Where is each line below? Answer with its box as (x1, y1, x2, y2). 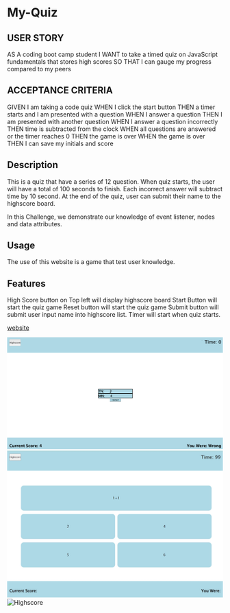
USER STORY (7, 32, 64, 44)
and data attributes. (7, 219, 63, 228)
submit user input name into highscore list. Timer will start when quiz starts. (7, 311, 221, 319)
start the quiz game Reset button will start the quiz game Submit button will (7, 303, 219, 311)
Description (7, 159, 58, 171)
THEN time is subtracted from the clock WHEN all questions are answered (7, 125, 216, 133)
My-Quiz (7, 5, 58, 21)
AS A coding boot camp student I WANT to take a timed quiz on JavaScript (7, 50, 218, 58)
